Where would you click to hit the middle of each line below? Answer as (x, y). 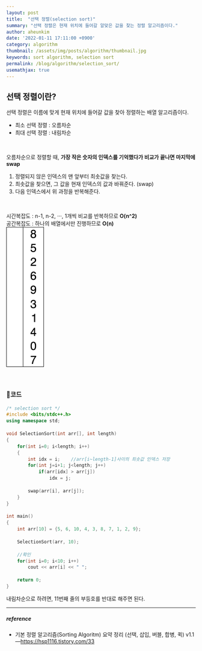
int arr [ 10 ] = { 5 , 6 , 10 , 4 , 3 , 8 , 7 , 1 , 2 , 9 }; (79, 529)
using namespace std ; (33, 421)
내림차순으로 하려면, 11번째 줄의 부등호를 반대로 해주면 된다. (76, 599)
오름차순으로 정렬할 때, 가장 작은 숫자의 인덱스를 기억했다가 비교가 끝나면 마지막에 (101, 157)
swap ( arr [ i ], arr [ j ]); (56, 491)
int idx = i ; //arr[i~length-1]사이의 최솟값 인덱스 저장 (99, 459)
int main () (20, 516)
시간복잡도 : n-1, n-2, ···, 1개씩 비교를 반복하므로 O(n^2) (72, 216)
